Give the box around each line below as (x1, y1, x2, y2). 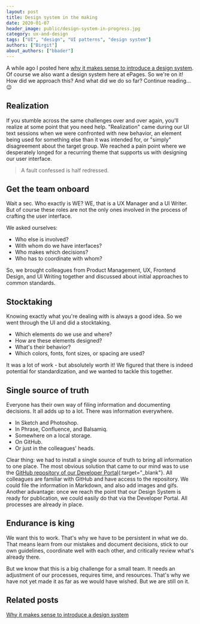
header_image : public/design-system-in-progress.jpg (6, 25, 141, 32)
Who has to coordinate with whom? (14, 255, 103, 262)
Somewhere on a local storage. (14, 432, 92, 439)
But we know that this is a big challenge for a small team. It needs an (6, 565, 175, 572)
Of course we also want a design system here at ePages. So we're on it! (6, 70, 184, 78)
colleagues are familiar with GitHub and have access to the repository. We (6, 475, 189, 482)
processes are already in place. (6, 501, 84, 508)
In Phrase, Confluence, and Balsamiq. (14, 425, 108, 433)
